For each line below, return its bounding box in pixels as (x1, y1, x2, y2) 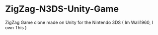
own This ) (5, 24, 27, 30)
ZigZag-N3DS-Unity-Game (5, 3, 119, 15)
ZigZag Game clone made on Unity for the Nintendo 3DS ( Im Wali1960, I (5, 19, 153, 25)
